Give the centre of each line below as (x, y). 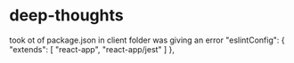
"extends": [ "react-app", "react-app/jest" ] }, (92, 49)
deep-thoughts (66, 16)
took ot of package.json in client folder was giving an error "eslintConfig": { (147, 40)
